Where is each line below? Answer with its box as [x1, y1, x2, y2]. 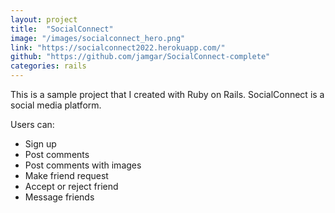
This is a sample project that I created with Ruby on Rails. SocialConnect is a [10, 89, 325, 100]
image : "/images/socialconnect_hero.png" [10, 33, 186, 43]
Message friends [24, 191, 95, 203]
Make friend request [24, 170, 109, 181]
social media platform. [10, 99, 102, 111]
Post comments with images [24, 159, 142, 171]
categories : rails [10, 61, 87, 71]
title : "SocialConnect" [10, 24, 114, 34]
